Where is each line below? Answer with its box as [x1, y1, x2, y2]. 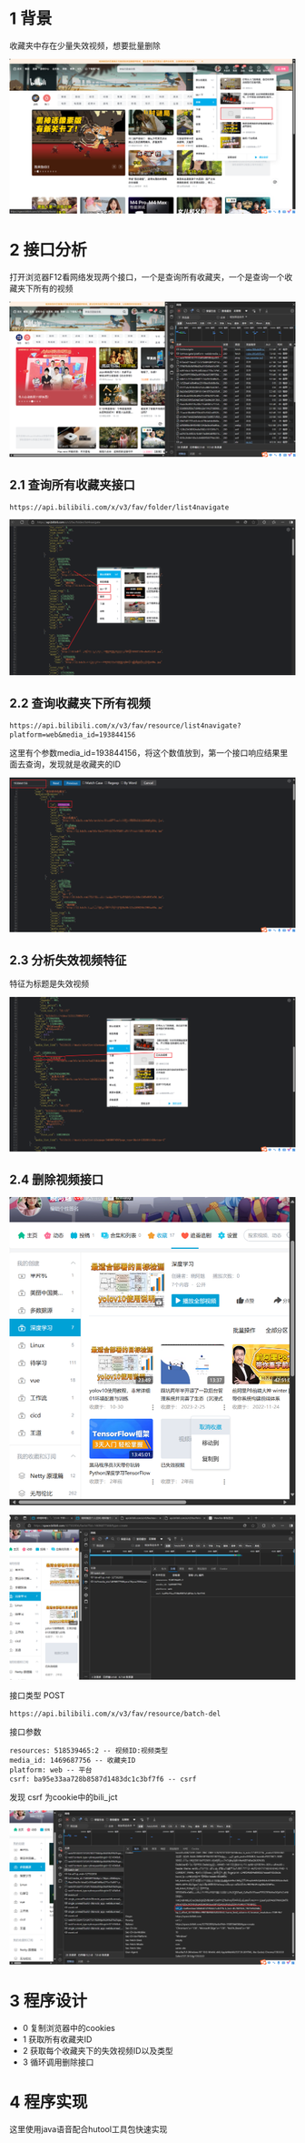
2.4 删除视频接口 [9, 1172, 104, 1187]
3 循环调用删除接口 [22, 2057, 94, 2068]
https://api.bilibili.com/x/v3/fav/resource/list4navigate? [9, 720, 242, 730]
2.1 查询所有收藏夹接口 [9, 477, 136, 492]
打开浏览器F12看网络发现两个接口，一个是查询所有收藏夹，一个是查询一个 [9, 272, 285, 283]
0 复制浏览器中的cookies [22, 2023, 115, 2034]
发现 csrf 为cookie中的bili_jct [9, 1791, 118, 1802]
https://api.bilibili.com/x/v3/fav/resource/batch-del [9, 1709, 221, 1718]
